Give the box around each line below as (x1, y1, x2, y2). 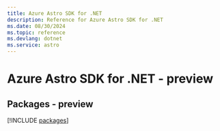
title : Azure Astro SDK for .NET (7, 10, 102, 17)
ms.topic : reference (7, 29, 66, 36)
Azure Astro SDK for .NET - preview (7, 71, 214, 87)
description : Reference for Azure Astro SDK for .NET (7, 16, 164, 23)
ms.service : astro (7, 42, 59, 48)
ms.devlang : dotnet (7, 35, 63, 42)
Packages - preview (7, 98, 94, 110)
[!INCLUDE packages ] (7, 117, 69, 124)
